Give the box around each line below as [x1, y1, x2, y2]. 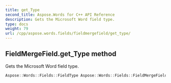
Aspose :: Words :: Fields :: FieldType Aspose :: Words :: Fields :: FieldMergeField [5, 73, 167, 78]
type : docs [5, 21, 28, 27]
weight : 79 [5, 26, 28, 31]
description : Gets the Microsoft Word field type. [5, 17, 115, 22]
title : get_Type [5, 7, 40, 13]
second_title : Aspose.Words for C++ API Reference [5, 12, 115, 17]
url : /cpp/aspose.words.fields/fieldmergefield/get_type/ [5, 31, 131, 36]
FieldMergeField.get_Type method [5, 50, 117, 58]
